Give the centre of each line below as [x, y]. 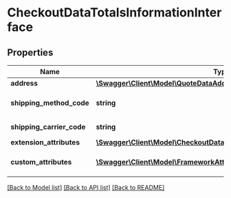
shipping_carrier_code [48, 127]
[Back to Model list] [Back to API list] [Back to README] [86, 187]
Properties [30, 52]
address [24, 83]
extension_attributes [45, 142]
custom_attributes [41, 162]
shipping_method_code [50, 103]
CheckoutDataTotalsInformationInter [114, 13]
